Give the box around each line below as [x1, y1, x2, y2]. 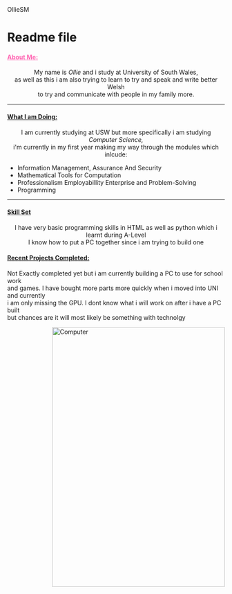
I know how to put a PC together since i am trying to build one [28, 237, 204, 246]
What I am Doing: [7, 112, 58, 120]
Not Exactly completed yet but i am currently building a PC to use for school [7, 269, 223, 278]
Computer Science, [88, 135, 144, 143]
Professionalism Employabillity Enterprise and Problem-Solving [17, 178, 197, 186]
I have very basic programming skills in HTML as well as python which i [14, 223, 217, 231]
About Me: [7, 53, 39, 61]
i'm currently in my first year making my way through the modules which [13, 143, 219, 151]
